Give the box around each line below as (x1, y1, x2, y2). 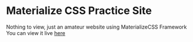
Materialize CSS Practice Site (6, 4, 152, 17)
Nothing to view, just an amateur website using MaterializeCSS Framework (6, 23, 187, 30)
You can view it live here (6, 29, 66, 36)
